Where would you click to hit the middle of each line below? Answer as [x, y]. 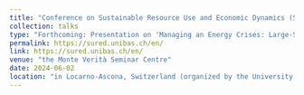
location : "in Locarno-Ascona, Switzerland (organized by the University [152, 77]
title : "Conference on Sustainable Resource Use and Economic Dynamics [147, 18]
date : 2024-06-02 [42, 69]
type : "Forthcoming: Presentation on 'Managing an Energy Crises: [137, 34]
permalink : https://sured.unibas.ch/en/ [87, 43]
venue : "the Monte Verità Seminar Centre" [90, 60]
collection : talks [44, 26]
